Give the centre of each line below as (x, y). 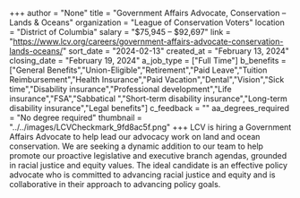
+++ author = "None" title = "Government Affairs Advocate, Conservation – (148, 13)
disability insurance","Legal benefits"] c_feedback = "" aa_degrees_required (149, 108)
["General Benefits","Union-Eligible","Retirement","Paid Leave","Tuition (138, 70)
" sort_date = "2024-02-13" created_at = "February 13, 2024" (176, 51)
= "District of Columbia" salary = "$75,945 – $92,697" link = (120, 32)
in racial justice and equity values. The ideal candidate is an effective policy (149, 165)
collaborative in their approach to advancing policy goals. (115, 184)
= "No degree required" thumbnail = (76, 117)
